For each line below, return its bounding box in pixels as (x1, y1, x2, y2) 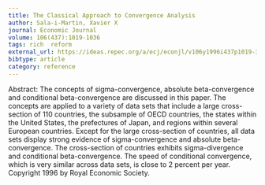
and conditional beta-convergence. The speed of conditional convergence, (8, 151, 252, 161)
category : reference (8, 63, 77, 71)
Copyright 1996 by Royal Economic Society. (8, 168, 150, 177)
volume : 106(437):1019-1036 (8, 33, 101, 42)
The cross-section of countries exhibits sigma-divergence (54, 142, 244, 152)
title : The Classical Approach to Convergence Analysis (8, 11, 196, 20)
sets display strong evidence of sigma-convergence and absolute (8, 135, 222, 144)
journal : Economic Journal (8, 26, 97, 34)
